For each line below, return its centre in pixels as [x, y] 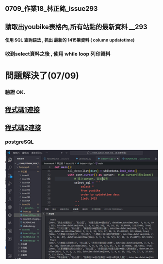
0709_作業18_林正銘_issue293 [51, 9]
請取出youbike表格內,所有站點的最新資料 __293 [76, 27]
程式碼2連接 [23, 128]
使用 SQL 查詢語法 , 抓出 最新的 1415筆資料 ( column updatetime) [70, 40]
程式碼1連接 [23, 109]
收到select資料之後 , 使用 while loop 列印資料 [58, 54]
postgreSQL [19, 142]
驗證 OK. [15, 93]
